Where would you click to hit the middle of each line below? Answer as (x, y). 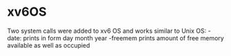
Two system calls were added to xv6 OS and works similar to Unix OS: (107, 31)
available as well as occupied (49, 45)
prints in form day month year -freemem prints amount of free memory (123, 38)
